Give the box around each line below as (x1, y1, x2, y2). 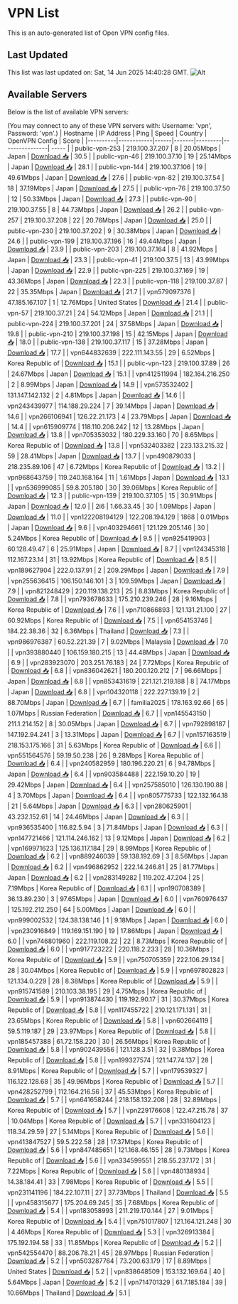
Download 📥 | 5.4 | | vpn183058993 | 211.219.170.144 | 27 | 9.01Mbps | (7, 1206, 213, 1214)
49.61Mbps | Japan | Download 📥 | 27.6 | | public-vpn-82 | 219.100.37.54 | (7, 173, 225, 182)
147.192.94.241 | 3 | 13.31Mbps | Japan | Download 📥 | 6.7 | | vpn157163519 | (7, 730, 231, 738)
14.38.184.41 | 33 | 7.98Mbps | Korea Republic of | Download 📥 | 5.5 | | (7, 1178, 213, 1186)
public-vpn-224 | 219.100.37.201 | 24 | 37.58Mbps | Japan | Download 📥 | (7, 319, 222, 328)
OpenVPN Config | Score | (7, 136, 84, 145)
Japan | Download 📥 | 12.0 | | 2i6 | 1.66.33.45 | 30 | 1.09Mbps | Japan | (7, 502, 216, 510)
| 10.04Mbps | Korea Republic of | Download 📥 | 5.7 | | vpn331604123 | (7, 1116, 215, 1125)
